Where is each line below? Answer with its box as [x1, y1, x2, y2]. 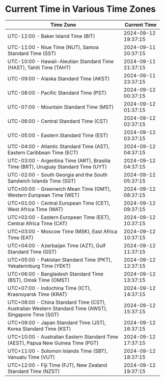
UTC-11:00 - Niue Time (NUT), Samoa [7, 43, 99, 50]
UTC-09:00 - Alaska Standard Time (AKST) [7, 75, 110, 82]
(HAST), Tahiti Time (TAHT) [7, 64, 71, 71]
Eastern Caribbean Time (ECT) [7, 149, 79, 156]
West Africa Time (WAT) [7, 206, 64, 212]
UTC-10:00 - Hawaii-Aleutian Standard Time [7, 58, 114, 65]
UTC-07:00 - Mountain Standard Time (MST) [7, 104, 114, 110]
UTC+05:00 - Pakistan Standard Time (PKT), [7, 256, 112, 263]
